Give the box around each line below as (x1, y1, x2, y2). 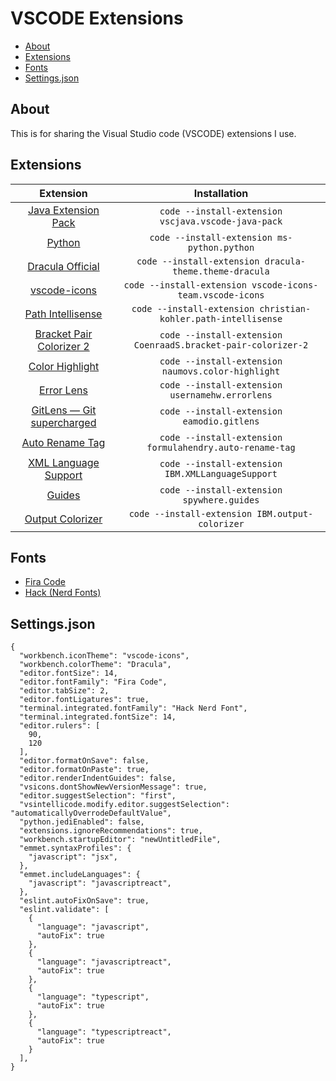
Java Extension (27, 203, 100, 217)
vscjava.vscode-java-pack (159, 215, 283, 227)
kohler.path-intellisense (159, 313, 283, 324)
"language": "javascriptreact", (36, 957, 172, 967)
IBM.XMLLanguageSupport (164, 468, 278, 479)
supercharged (30, 415, 97, 429)
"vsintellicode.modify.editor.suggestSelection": (19, 800, 230, 810)
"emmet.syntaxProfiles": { (19, 843, 132, 854)
